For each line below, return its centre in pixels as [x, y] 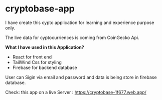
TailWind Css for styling [37, 62]
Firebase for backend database [45, 67]
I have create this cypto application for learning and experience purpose [80, 22]
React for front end [32, 57]
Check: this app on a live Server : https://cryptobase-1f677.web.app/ [76, 92]
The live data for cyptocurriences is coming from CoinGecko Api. [72, 37]
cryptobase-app [40, 9]
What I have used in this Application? [45, 47]
